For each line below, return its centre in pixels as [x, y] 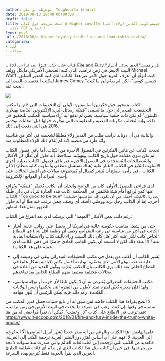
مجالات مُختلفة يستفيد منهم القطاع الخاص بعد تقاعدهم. [62, 272]
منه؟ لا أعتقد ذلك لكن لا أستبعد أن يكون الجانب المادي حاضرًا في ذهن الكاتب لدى [86, 241]
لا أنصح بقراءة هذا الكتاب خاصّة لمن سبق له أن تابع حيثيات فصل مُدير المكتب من [78, 301]
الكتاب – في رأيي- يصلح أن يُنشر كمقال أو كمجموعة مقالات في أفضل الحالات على [80, 171]
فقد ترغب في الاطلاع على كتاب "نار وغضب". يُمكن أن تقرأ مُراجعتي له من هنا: [76, 312]
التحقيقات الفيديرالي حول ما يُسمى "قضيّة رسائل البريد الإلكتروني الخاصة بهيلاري [79, 110]
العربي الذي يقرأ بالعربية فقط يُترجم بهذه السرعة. [50, 353]
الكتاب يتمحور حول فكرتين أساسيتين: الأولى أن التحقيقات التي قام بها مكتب [74, 104]
